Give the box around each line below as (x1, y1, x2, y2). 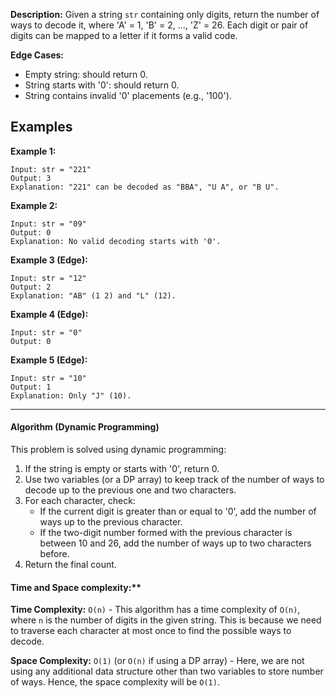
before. (39, 548, 70, 560)
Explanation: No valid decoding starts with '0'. (10, 236, 222, 246)
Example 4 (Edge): (10, 308, 89, 320)
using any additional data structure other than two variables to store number (10, 665, 324, 678)
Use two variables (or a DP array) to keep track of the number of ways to (24, 474, 325, 486)
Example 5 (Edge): (10, 354, 88, 366)
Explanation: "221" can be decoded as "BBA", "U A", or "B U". (10, 182, 280, 192)
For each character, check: (24, 495, 136, 507)
